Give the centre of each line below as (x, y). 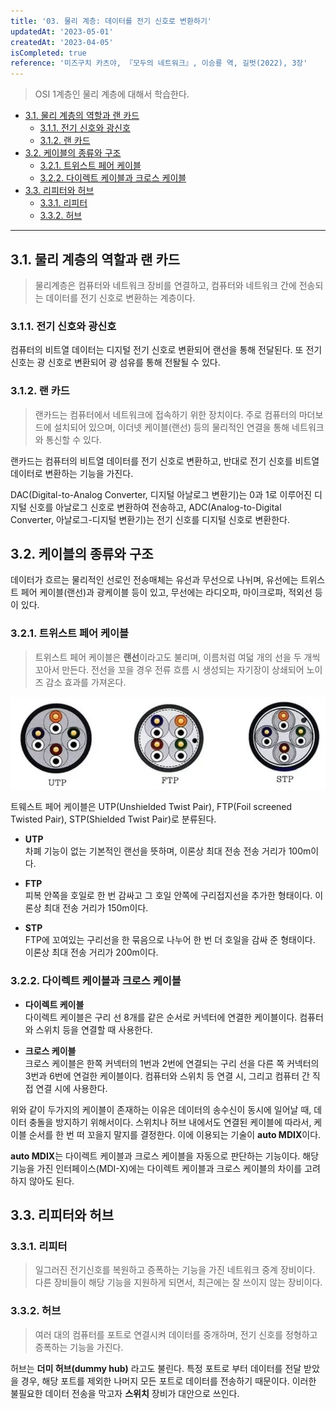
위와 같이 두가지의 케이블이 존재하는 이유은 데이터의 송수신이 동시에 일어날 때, (161, 1109)
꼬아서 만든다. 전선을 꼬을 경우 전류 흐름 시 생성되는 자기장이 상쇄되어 (169, 669)
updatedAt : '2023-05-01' (62, 31)
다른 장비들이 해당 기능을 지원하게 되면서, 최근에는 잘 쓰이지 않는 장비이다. (178, 1282)
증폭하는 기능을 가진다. (79, 1347)
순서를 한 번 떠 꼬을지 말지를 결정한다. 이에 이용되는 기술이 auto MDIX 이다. (175, 1134)
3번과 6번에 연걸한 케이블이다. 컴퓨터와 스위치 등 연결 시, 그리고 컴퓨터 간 (167, 1076)
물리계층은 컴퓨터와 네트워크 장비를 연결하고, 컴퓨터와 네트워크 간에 (165, 285)
